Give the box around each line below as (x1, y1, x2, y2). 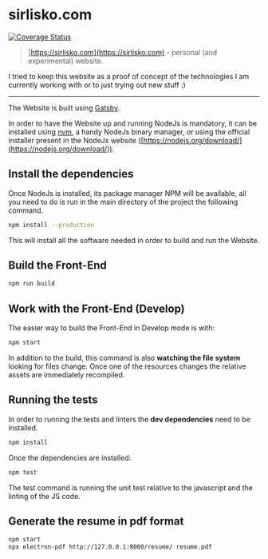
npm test (8, 468, 37, 477)
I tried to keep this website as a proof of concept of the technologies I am (8, 71, 250, 81)
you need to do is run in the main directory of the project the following (8, 197, 238, 206)
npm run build (8, 280, 56, 288)
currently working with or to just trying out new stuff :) (8, 80, 186, 90)
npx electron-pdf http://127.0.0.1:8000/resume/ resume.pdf (8, 543, 213, 551)
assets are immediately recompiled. (8, 370, 125, 379)
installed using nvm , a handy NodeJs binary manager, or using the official (8, 126, 250, 137)
